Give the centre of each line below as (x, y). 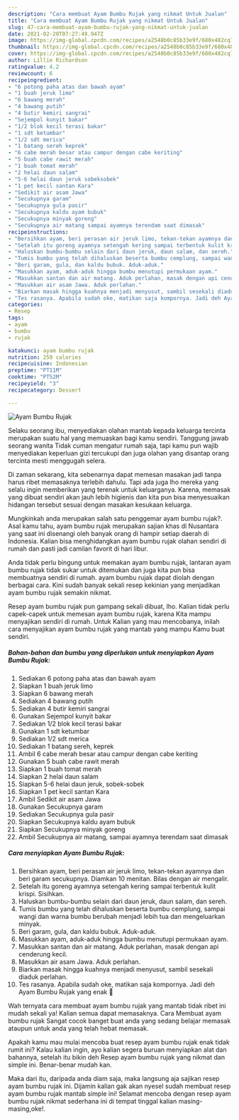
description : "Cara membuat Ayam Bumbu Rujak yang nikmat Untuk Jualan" (118, 14)
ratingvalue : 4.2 (34, 67)
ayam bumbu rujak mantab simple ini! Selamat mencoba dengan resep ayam (119, 1093)
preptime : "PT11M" (35, 370)
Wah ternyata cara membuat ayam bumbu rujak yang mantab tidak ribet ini (117, 1006)
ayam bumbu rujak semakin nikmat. (60, 592)
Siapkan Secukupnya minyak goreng (72, 829)
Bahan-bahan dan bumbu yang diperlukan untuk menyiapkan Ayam (111, 653)
